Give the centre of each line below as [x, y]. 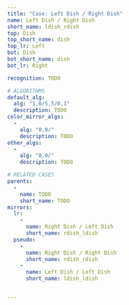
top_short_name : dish [39, 40]
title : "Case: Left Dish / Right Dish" [65, 14]
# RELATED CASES [31, 175]
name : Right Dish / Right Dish [71, 253]
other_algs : [24, 143]
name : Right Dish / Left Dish [69, 227]
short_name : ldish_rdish [43, 27]
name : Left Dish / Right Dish [51, 20]
